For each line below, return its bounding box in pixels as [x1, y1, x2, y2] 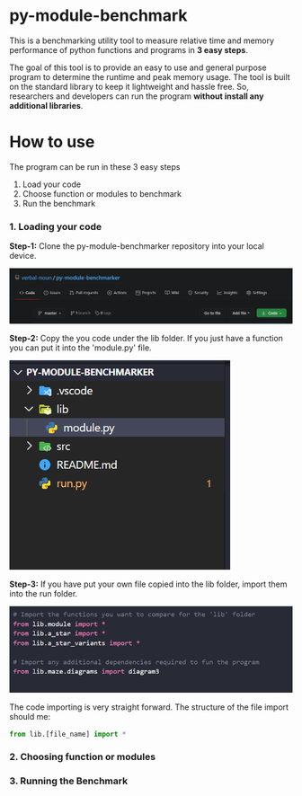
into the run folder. [9, 588, 78, 599]
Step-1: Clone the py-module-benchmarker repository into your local [9, 241, 265, 252]
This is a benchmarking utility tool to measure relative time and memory [9, 35, 275, 46]
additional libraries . [9, 100, 84, 111]
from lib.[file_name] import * [9, 730, 127, 739]
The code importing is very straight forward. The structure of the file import [9, 702, 289, 712]
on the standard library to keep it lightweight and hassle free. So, [9, 81, 249, 92]
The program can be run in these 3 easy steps [9, 161, 181, 172]
